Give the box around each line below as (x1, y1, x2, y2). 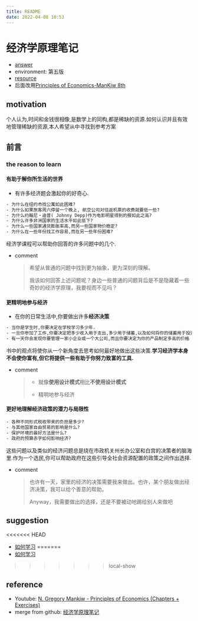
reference (6, 579, 43, 590)
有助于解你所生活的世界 (6, 175, 63, 183)
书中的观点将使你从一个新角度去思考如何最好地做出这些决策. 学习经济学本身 (6, 347, 189, 354)
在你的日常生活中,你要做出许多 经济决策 (14, 313, 110, 320)
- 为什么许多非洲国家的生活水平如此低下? (6, 218, 93, 224)
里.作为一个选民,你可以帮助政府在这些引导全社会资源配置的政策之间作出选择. (6, 454, 192, 461)
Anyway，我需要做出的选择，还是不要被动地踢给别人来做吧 (29, 498, 173, 505)
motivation (6, 99, 47, 109)
